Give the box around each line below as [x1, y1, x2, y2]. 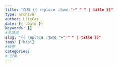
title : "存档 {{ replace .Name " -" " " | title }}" [5, 7, 114, 12]
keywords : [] [5, 26, 32, 31]
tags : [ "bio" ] [5, 40, 35, 45]
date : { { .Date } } [5, 21, 43, 26]
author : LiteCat [5, 16, 39, 21]
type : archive [5, 12, 35, 17]
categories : [5, 49, 30, 54]
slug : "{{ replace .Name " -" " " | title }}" [5, 35, 101, 40]
